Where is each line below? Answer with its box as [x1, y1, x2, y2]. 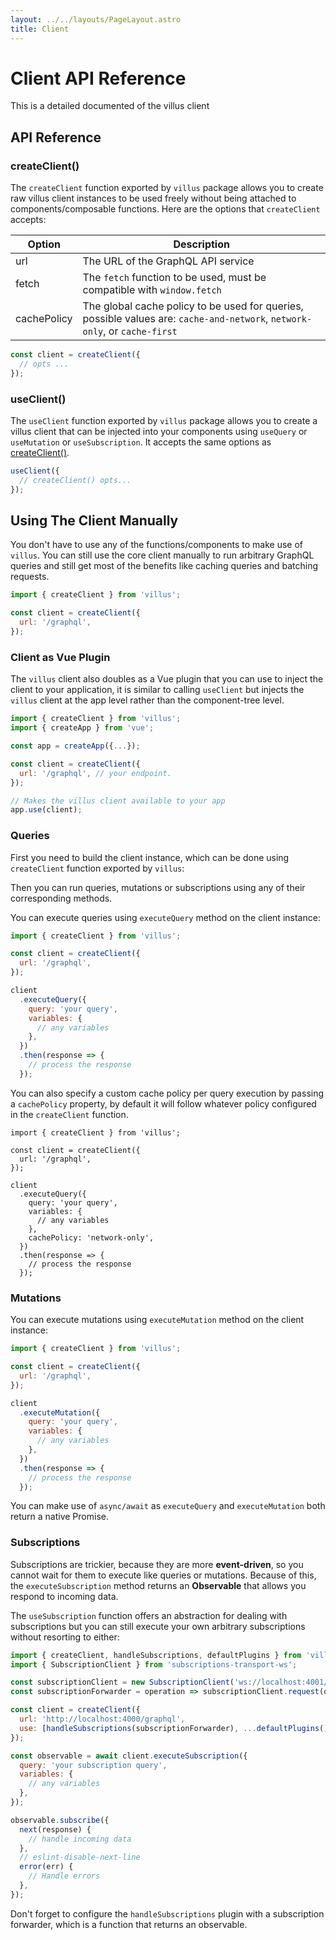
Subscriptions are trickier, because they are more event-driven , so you [10, 1558, 304, 1570]
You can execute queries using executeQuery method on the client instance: [10, 911, 321, 923]
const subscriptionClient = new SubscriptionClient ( [10, 1677, 235, 1688]
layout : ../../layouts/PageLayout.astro [10, 14, 182, 25]
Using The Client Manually [10, 512, 179, 530]
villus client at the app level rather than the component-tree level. [10, 694, 285, 706]
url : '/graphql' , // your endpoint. [19, 768, 172, 778]
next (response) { [19, 1824, 92, 1835]
